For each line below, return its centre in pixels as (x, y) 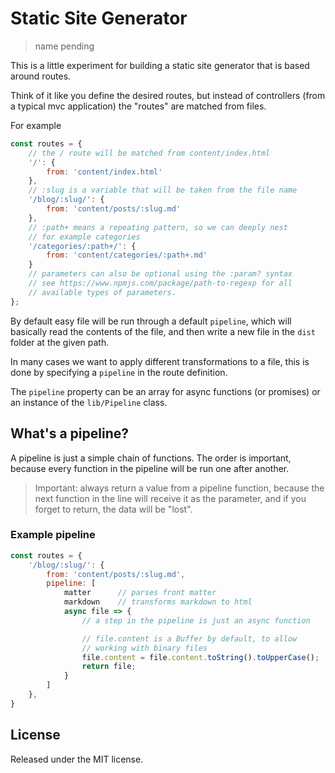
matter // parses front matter (140, 593)
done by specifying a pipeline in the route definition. (119, 372)
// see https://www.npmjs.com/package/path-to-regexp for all (160, 283)
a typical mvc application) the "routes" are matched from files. (138, 106)
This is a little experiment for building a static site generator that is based (160, 65)
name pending (64, 46)
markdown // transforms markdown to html (158, 602)
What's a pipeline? (69, 433)
